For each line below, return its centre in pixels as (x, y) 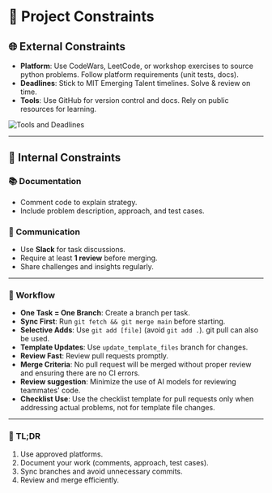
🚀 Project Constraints (81, 17)
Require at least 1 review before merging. (89, 258)
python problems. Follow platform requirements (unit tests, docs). (129, 75)
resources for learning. (58, 109)
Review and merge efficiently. (70, 480)
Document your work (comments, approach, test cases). (114, 462)
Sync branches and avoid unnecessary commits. (102, 471)
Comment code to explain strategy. (79, 202)
